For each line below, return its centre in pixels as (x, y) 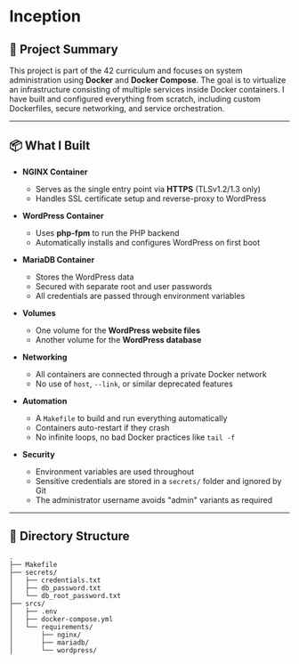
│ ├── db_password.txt (55, 588)
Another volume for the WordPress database (118, 339)
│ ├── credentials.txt (55, 580)
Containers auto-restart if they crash (102, 427)
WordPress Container (63, 215)
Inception (45, 16)
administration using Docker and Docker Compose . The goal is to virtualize (148, 80)
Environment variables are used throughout (115, 471)
